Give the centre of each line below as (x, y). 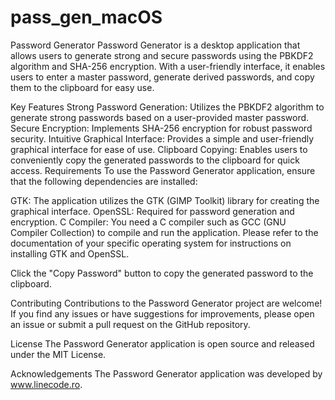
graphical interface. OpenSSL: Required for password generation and (152, 211)
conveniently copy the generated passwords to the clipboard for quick (155, 160)
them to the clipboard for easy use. (82, 87)
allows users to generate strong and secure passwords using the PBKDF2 (162, 55)
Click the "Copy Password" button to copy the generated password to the (162, 273)
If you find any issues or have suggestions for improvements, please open (162, 313)
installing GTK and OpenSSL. (70, 253)
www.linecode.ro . (46, 384)
